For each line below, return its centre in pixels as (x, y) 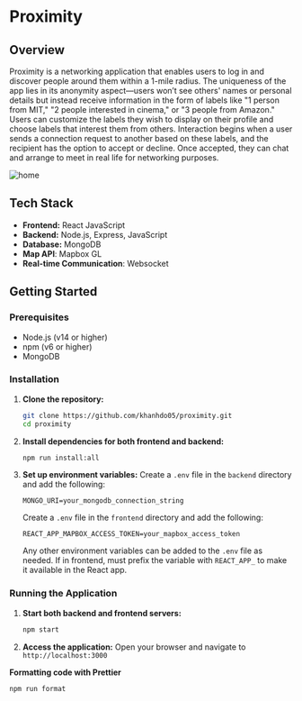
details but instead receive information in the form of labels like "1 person (145, 100)
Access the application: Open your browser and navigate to (134, 647)
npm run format (38, 688)
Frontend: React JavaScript (74, 225)
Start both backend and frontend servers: (102, 613)
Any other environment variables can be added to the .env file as (142, 551)
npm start (41, 629)
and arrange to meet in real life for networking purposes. (114, 158)
